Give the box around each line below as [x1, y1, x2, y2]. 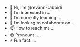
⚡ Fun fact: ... [9, 37, 36, 43]
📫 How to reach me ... [9, 25, 55, 31]
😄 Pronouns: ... [9, 32, 41, 38]
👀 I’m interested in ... [9, 10, 51, 15]
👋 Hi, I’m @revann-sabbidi [9, 5, 62, 10]
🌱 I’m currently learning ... [9, 15, 62, 20]
